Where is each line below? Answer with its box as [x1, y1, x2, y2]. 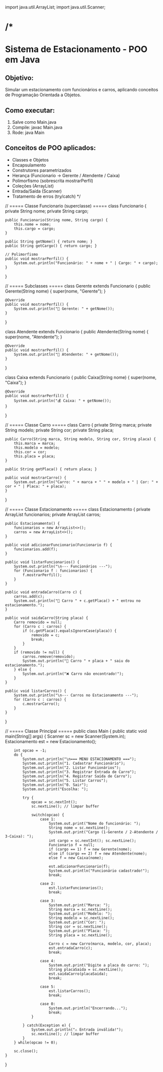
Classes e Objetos [12, 157, 49, 162]
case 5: [40, 984, 56, 989]
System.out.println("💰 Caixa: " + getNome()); [14, 398, 111, 403]
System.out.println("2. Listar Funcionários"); [22, 765, 121, 770]
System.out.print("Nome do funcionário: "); [48, 821, 141, 826]
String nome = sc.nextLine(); [48, 825, 110, 830]
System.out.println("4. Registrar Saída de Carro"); [22, 774, 132, 778]
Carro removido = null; [14, 619, 62, 625]
